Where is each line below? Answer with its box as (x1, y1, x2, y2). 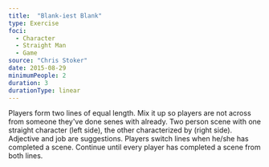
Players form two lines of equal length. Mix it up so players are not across (8, 108, 251, 118)
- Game (15, 49, 38, 57)
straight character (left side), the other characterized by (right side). (8, 125, 233, 135)
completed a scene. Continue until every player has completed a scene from (8, 142, 261, 153)
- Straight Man (15, 42, 67, 50)
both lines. (8, 151, 43, 161)
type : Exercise (8, 19, 59, 27)
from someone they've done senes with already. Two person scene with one (8, 117, 261, 127)
